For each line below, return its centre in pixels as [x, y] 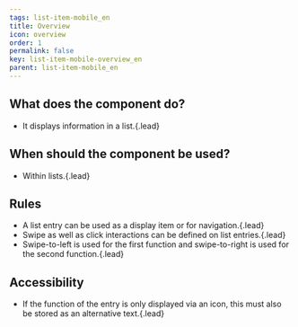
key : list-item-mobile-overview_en [76, 59]
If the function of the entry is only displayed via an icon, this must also [152, 304]
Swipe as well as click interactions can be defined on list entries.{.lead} [154, 235]
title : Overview [39, 26]
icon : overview [38, 34]
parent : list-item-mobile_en [64, 68]
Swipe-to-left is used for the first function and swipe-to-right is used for [156, 244]
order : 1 [26, 43]
